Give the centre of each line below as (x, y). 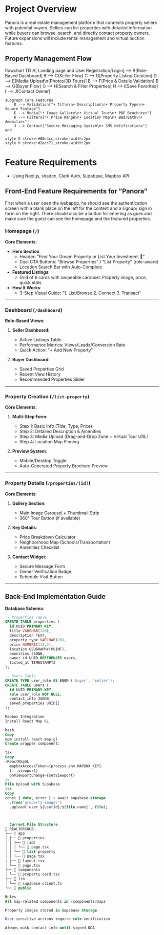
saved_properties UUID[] (35, 703)
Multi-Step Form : (30, 417)
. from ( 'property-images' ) (36, 803)
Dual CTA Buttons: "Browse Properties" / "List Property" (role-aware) (89, 261)
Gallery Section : (29, 503)
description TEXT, (28, 635)
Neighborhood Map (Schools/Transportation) (65, 542)
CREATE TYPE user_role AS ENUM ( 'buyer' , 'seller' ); (60, 680)
